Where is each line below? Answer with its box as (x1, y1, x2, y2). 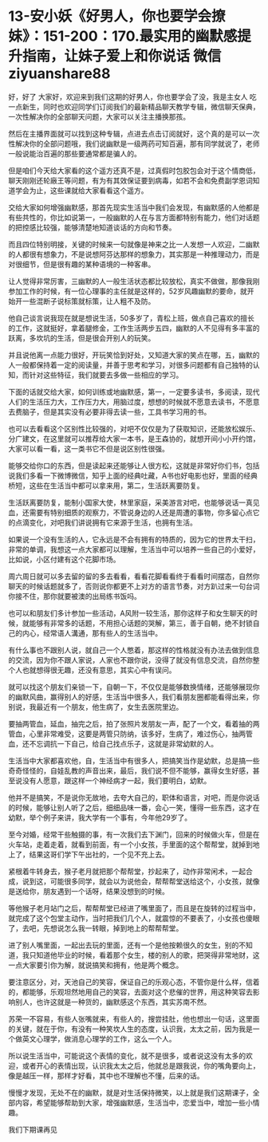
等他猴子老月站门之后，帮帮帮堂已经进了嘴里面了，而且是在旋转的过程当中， (8, 903, 260, 913)
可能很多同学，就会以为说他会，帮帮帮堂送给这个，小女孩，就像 (49, 876, 260, 886)
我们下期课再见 (8, 1124, 57, 1134)
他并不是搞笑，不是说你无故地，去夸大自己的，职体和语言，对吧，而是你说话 (8, 793, 260, 802)
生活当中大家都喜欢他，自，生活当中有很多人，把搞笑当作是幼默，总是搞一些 (8, 755, 260, 766)
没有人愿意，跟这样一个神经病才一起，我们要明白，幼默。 (22, 775, 211, 786)
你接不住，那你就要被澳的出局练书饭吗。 (8, 591, 141, 601)
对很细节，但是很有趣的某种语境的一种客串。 (8, 259, 156, 269)
